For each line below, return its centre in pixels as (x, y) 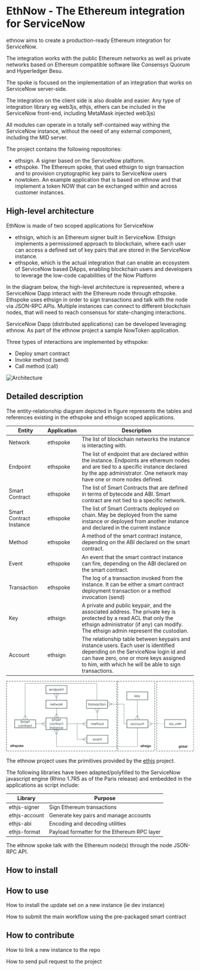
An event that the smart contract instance (132, 557)
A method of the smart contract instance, (132, 536)
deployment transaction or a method (126, 591)
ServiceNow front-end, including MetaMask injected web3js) (81, 113)
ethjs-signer (24, 807)
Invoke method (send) (42, 359)
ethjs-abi (20, 824)
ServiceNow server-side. (37, 88)
